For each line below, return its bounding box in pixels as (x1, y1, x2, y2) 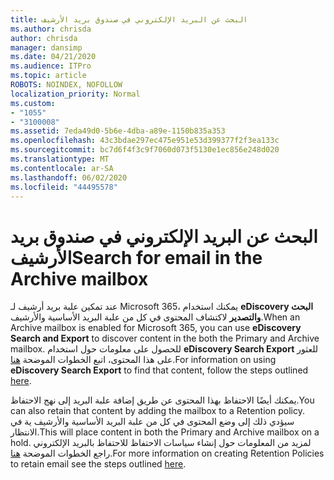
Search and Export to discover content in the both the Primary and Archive (10, 332, 320, 345)
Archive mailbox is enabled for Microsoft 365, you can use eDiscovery (10, 322, 302, 334)
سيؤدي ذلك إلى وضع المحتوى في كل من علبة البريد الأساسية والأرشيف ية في (10, 416, 295, 428)
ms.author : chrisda (10, 24, 92, 34)
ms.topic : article (10, 71, 87, 81)
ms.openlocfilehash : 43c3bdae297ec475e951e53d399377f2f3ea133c (10, 136, 280, 146)
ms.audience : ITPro (10, 61, 92, 71)
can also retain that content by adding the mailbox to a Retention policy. (10, 405, 305, 417)
